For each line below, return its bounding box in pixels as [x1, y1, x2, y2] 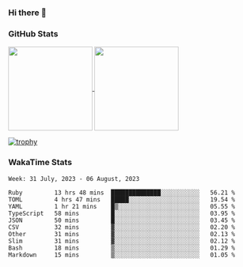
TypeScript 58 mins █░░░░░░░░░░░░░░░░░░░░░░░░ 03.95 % [8, 209, 236, 217]
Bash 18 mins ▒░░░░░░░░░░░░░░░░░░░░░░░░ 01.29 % [8, 244, 236, 252]
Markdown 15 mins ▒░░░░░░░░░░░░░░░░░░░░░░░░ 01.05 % [8, 250, 236, 259]
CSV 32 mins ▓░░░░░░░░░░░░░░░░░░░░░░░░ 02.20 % [8, 223, 236, 231]
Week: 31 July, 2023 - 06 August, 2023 [8, 175, 140, 182]
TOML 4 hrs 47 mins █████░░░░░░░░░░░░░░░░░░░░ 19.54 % [8, 195, 236, 204]
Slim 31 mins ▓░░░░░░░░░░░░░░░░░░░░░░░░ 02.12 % [8, 237, 236, 245]
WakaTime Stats [8, 157, 73, 168]
